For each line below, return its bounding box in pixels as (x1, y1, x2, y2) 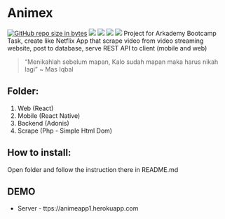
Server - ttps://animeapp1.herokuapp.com (17, 204, 139, 213)
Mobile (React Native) (17, 111, 81, 120)
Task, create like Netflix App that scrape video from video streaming (7, 36, 204, 45)
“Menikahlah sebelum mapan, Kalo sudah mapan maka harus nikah (24, 58, 219, 66)
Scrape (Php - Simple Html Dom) (17, 126, 113, 135)
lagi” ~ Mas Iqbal (24, 65, 74, 73)
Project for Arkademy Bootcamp (123, 29, 217, 37)
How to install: (7, 147, 71, 159)
